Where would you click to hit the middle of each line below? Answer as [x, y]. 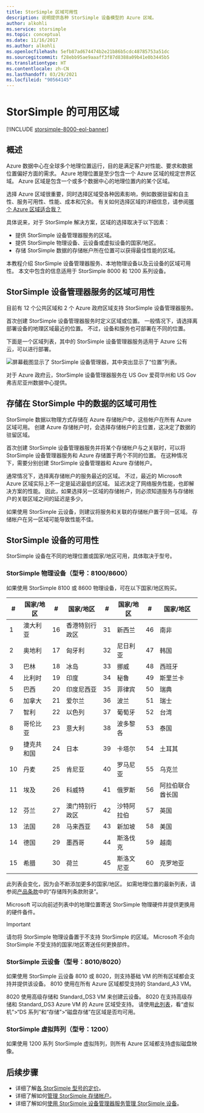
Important [19, 924]
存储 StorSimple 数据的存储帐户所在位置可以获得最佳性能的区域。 [97, 250]
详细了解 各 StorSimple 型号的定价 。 [59, 1088]
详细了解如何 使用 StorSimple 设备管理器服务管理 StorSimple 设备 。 [99, 1103]
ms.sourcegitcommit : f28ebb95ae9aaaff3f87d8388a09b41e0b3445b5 [88, 57]
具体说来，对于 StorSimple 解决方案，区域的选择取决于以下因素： [88, 222]
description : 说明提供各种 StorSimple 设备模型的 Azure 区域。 [81, 18]
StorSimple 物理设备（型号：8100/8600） [69, 574]
